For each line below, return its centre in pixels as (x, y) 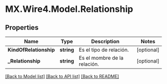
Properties (22, 28)
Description (105, 42)
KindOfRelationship (31, 50)
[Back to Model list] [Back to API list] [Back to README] (62, 76)
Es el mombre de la (101, 58)
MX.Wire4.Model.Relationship (69, 9)
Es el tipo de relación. (104, 50)
